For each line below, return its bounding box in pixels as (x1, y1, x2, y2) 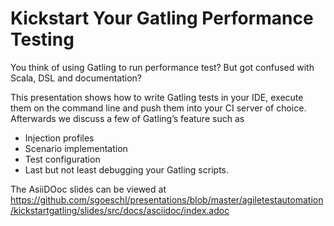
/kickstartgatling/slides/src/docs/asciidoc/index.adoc (10, 204, 230, 216)
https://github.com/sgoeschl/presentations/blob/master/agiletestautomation (10, 193, 324, 206)
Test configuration (24, 153, 101, 165)
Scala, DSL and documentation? (10, 72, 143, 84)
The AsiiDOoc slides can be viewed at (10, 183, 167, 195)
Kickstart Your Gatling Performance (10, 7, 314, 30)
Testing (10, 28, 75, 51)
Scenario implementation (24, 142, 128, 154)
